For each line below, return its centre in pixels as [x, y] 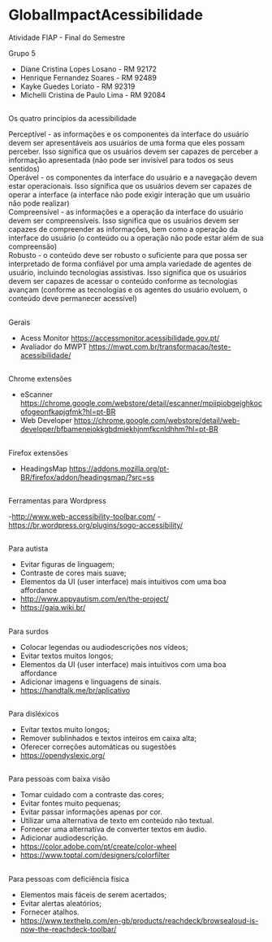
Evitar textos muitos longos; [67, 656]
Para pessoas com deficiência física [69, 879]
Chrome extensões [40, 379]
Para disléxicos [34, 714]
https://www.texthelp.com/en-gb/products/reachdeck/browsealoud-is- [139, 920]
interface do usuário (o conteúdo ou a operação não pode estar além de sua [136, 238]
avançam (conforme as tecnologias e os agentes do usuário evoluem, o [128, 290]
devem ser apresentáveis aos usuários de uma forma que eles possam [127, 143]
